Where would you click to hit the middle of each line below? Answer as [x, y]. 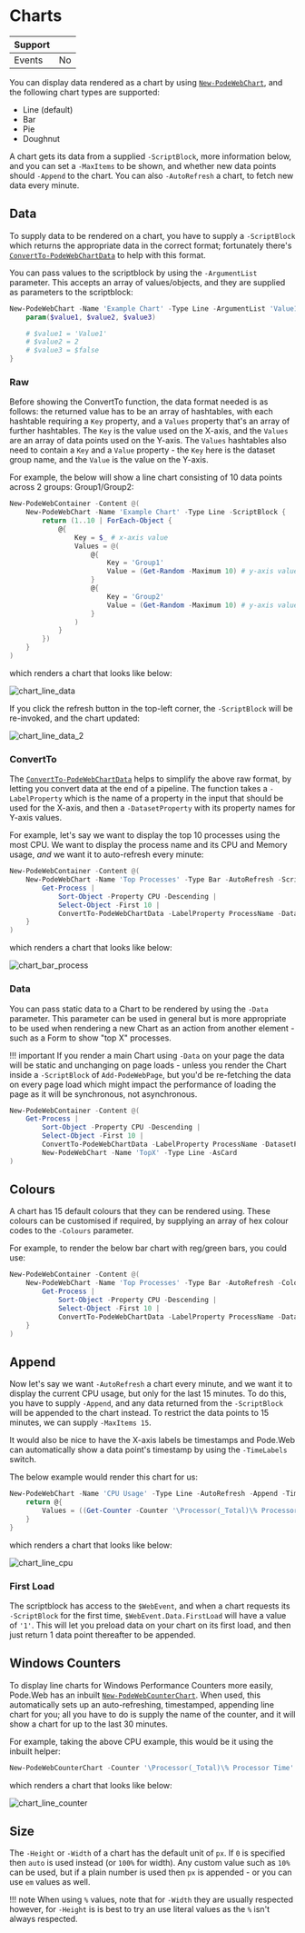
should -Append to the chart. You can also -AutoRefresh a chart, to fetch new [152, 175]
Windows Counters [65, 1664]
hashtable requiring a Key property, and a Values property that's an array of [150, 421]
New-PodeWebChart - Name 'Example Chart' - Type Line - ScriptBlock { [156, 513]
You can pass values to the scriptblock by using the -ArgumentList [133, 273]
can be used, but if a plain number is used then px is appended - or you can [151, 1872]
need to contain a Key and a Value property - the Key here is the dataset [143, 450]
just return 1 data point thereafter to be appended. [103, 1634]
